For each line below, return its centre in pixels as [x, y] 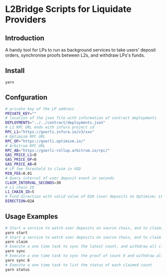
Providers [26, 20]
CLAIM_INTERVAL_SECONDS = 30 [33, 183]
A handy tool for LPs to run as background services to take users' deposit [81, 50]
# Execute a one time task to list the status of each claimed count [79, 265]
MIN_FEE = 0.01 [19, 173]
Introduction [25, 38]
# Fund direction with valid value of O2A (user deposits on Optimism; [81, 197]
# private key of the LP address [40, 109]
